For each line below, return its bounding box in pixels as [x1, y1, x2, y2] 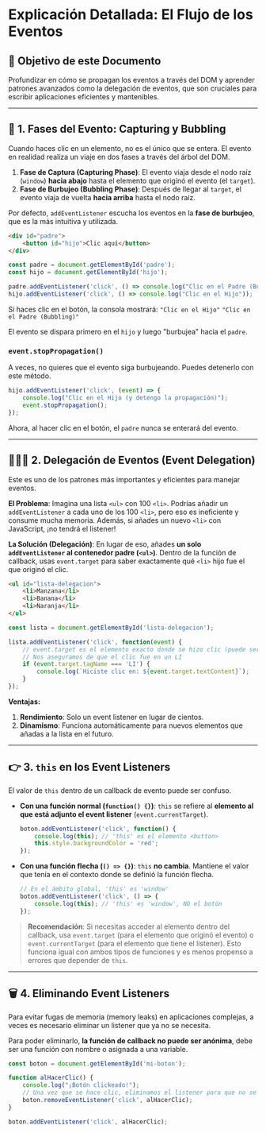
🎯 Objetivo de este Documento [8, 54, 161, 68]
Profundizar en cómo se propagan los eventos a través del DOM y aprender [8, 75, 255, 84]
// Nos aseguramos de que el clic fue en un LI [22, 653, 182, 661]
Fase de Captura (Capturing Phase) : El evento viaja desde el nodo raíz [19, 167, 252, 176]
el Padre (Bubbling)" [8, 312, 80, 321]
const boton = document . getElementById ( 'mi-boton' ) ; [8, 1059, 186, 1068]
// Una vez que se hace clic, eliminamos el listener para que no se [22, 1089, 257, 1097]
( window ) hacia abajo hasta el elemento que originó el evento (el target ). [19, 176, 256, 185]
